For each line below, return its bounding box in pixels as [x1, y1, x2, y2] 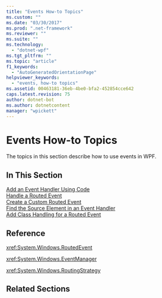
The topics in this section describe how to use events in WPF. [6, 153, 157, 160]
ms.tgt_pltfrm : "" [6, 53, 52, 59]
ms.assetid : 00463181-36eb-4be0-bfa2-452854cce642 [6, 86, 134, 92]
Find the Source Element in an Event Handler [6, 205, 116, 212]
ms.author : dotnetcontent [6, 102, 70, 108]
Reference [6, 228, 46, 238]
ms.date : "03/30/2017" [6, 20, 62, 25]
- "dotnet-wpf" [11, 47, 49, 53]
